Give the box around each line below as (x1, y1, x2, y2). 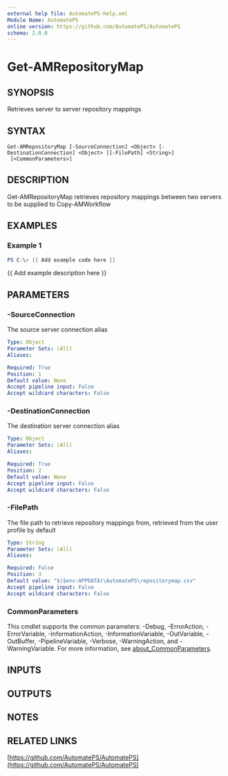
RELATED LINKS (7, 735, 77, 747)
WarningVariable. (7, 645, 57, 653)
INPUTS (7, 665, 41, 676)
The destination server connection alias (7, 422, 120, 430)
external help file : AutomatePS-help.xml (7, 10, 129, 17)
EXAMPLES (7, 220, 57, 232)
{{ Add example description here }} (7, 269, 107, 277)
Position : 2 (7, 467, 41, 474)
